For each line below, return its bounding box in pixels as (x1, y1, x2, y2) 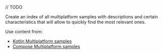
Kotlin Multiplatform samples (12, 38, 72, 44)
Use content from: (5, 29, 43, 34)
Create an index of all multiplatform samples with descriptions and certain (5, 14, 158, 19)
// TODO (5, 4, 23, 10)
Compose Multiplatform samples (12, 44, 80, 49)
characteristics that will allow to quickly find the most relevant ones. (5, 19, 146, 25)
